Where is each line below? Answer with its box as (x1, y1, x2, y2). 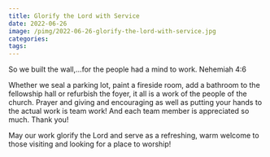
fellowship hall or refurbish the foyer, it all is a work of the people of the (8, 89, 247, 98)
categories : (8, 34, 49, 43)
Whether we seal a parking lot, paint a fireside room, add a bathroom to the (8, 81, 260, 90)
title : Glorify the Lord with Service (8, 11, 140, 20)
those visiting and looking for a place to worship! (8, 139, 172, 149)
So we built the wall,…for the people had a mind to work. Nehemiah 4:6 (8, 64, 246, 74)
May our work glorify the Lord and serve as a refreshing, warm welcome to (8, 131, 259, 141)
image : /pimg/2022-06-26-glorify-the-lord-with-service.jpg (8, 27, 217, 35)
